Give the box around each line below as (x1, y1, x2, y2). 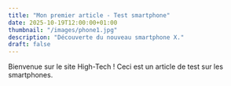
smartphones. (8, 70, 53, 80)
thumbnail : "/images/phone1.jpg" (8, 26, 118, 34)
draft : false (8, 41, 51, 48)
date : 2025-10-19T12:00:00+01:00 (8, 19, 118, 27)
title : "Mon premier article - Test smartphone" (8, 11, 170, 20)
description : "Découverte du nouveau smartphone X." (8, 33, 185, 41)
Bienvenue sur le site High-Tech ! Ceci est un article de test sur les (8, 62, 224, 71)
